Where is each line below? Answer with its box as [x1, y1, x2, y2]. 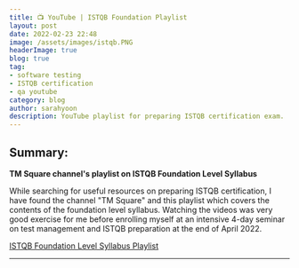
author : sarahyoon [9, 104, 77, 113]
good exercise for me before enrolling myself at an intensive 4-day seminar [9, 214, 286, 225]
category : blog [9, 95, 66, 105]
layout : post [9, 21, 58, 30]
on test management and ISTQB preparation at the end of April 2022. [9, 223, 263, 233]
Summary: [9, 145, 69, 160]
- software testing [9, 71, 82, 80]
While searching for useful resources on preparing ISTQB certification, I [9, 185, 271, 196]
